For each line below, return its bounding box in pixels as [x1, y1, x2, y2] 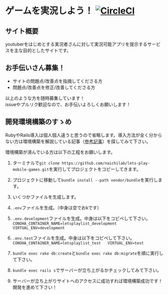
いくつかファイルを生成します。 [12, 193, 79, 200]
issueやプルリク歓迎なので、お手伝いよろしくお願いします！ [5, 101, 131, 107]
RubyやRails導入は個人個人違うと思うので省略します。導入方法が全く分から [5, 132, 162, 138]
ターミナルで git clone [12, 160, 60, 166]
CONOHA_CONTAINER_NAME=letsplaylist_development [12, 221, 117, 226]
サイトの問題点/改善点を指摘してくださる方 [12, 78, 103, 84]
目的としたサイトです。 [22, 47, 72, 54]
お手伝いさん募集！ [5, 64, 65, 72]
